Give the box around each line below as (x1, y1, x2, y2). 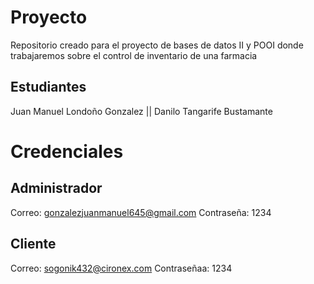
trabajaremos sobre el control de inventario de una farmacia (10, 49, 258, 61)
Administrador (10, 180, 103, 197)
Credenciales (10, 140, 124, 163)
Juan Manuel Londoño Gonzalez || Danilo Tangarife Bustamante (10, 105, 273, 117)
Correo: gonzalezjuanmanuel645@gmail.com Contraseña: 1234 (10, 206, 272, 218)
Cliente (10, 236, 57, 253)
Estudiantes (10, 79, 87, 96)
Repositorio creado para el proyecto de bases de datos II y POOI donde (10, 39, 304, 51)
